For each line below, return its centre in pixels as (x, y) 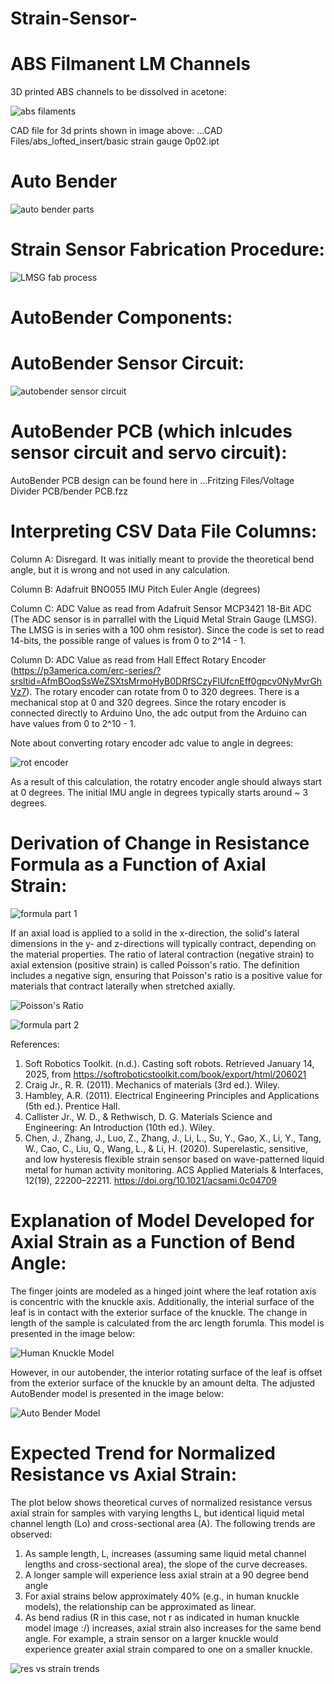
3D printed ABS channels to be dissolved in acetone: (118, 92)
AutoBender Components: (121, 318)
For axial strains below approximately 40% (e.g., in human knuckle (162, 1596)
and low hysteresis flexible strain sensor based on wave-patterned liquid (174, 1159)
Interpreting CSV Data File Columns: (164, 531)
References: (35, 1044)
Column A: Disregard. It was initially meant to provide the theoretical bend (162, 559)
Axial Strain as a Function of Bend (153, 1242)
